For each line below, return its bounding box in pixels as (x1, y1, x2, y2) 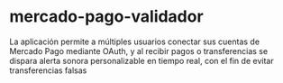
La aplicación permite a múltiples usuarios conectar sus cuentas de (9, 36, 260, 47)
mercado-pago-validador (9, 6, 205, 27)
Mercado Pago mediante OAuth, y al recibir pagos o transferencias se (9, 45, 269, 56)
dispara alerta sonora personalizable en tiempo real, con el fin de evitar (9, 55, 274, 66)
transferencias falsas (9, 65, 87, 76)
